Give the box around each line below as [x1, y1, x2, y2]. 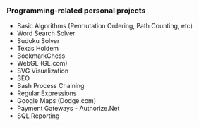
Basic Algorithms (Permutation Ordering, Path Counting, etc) [16, 22, 193, 30]
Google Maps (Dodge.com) [16, 97, 97, 105]
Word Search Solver [16, 29, 76, 37]
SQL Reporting [16, 111, 60, 120]
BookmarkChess [16, 52, 66, 60]
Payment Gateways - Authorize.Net [16, 104, 120, 113]
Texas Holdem [16, 44, 59, 53]
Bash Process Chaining [16, 82, 85, 90]
